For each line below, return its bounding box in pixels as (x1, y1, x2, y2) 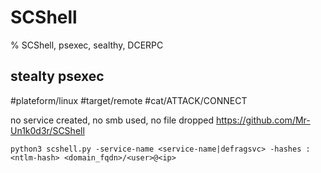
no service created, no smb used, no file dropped (10, 114, 215, 126)
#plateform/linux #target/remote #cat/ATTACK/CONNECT (10, 94, 248, 106)
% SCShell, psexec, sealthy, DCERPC (10, 39, 164, 51)
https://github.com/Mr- (215, 114, 311, 126)
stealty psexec (10, 68, 105, 85)
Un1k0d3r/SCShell (10, 124, 85, 136)
